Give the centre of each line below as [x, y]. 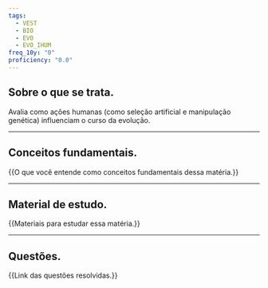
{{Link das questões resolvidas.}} [63, 275]
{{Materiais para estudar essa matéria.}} [75, 223]
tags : [17, 16]
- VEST [26, 23]
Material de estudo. [58, 204]
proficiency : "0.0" [41, 61]
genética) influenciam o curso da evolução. [79, 120]
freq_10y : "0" [32, 53]
